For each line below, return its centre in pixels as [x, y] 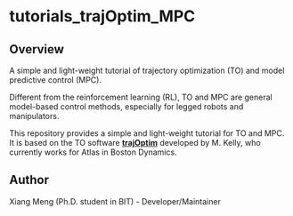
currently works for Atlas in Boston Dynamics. [93, 152]
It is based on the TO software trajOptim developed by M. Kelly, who [135, 143]
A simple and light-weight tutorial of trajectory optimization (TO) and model [147, 70]
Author [29, 180]
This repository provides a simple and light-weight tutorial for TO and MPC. [147, 133]
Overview [37, 49]
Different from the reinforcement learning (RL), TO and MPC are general [141, 97]
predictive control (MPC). [56, 80]
